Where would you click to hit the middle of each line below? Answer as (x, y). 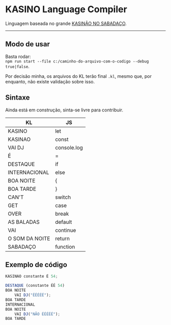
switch (63, 197)
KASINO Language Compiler (66, 9)
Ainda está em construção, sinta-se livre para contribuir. (64, 110)
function (65, 247)
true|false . (17, 66)
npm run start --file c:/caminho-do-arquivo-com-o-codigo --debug (77, 61)
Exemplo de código (36, 265)
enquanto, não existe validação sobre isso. (50, 81)
